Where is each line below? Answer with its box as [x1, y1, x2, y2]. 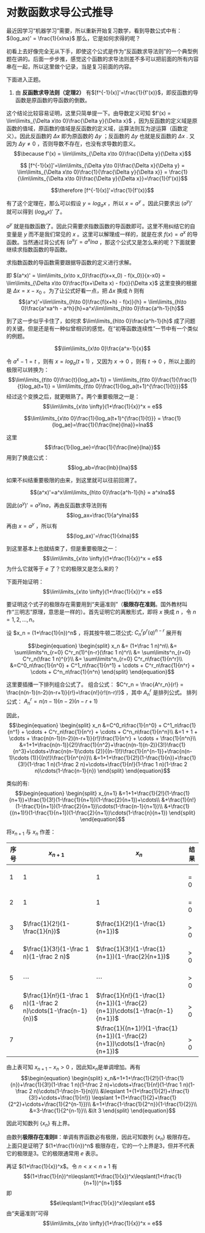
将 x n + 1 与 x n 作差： [6, 829, 56, 837]
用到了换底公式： [6, 454, 49, 461]
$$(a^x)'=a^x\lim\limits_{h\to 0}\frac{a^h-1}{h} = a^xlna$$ [30, 489, 175, 496]
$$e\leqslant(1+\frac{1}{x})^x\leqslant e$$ [49, 1199, 156, 1207]
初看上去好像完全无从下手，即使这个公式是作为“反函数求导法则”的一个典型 [6, 47, 193, 55]
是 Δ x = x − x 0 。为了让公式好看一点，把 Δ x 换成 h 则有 [6, 287, 145, 296]
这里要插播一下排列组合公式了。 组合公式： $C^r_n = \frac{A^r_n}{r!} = [6, 681, 184, 688]
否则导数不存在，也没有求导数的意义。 [42, 140, 139, 147]
